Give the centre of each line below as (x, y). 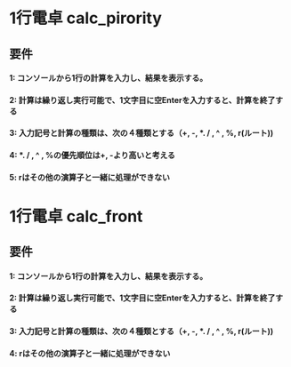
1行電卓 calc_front (76, 216)
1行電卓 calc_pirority (86, 18)
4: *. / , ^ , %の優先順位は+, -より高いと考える (93, 155)
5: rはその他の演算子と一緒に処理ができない (90, 177)
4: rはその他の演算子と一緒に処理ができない (90, 353)
